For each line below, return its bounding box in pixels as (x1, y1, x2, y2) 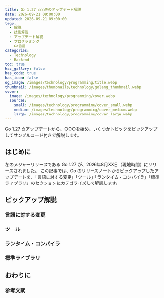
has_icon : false (5, 75, 38, 80)
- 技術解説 (9, 30, 29, 35)
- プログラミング (9, 39, 40, 44)
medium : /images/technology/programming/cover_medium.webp (14, 107, 137, 113)
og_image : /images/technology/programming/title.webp (5, 80, 117, 85)
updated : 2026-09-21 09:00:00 (5, 16, 67, 21)
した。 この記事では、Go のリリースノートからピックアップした (26, 167, 155, 174)
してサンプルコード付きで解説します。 (5, 132, 82, 138)
